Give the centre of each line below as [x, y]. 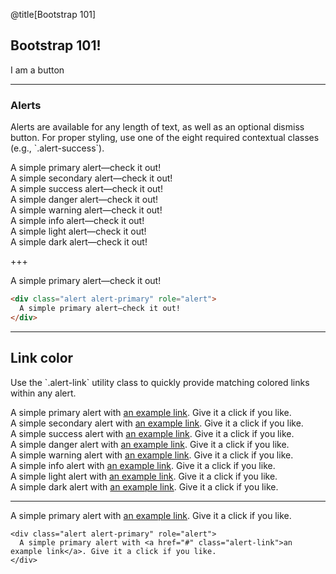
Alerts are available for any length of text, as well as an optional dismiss [157, 127]
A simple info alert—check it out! [77, 221]
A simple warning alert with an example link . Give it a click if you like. [152, 455]
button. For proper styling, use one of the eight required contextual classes [165, 138]
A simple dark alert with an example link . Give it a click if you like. [144, 486]
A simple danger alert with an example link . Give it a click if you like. [150, 444]
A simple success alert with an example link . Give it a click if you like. [152, 433]
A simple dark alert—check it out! [79, 242]
